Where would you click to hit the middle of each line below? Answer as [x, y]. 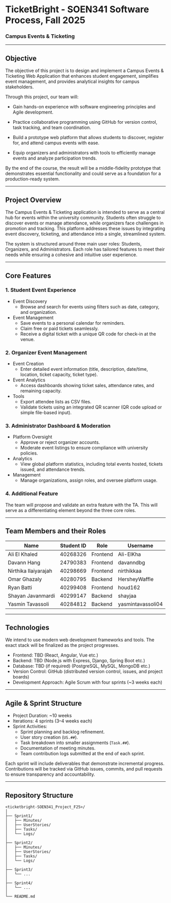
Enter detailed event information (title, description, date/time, [84, 369]
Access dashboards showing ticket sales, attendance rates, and [87, 386]
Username [140, 546]
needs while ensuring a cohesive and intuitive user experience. [71, 255]
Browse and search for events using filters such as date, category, [90, 307]
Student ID [73, 546]
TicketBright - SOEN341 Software [77, 9]
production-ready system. [33, 179]
